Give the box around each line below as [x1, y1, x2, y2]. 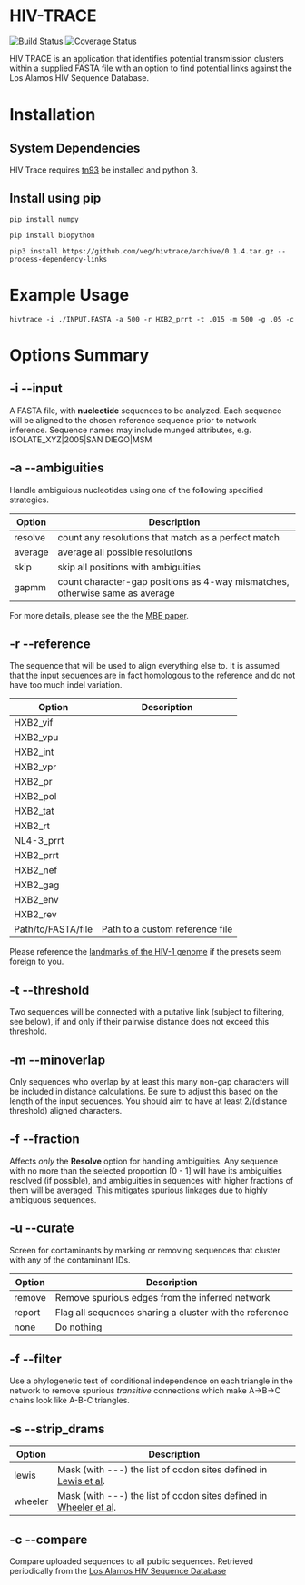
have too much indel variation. [9, 679, 123, 690]
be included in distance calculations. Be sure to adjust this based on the [9, 1085, 279, 1096]
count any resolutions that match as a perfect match [57, 530, 280, 543]
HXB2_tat [14, 805, 54, 817]
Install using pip [9, 191, 102, 206]
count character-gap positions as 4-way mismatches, [57, 575, 290, 588]
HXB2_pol [14, 790, 57, 803]
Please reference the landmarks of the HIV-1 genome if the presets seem [9, 946, 282, 957]
